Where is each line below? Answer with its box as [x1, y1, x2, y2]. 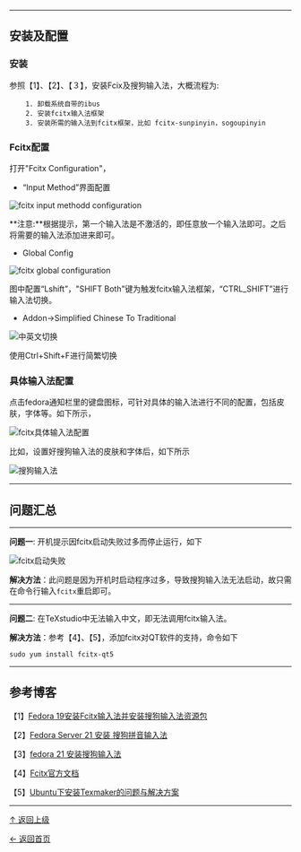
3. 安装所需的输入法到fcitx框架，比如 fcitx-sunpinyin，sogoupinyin [25, 118, 266, 127]
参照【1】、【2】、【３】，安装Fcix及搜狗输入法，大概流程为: [9, 80, 219, 91]
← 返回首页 [9, 833, 51, 844]
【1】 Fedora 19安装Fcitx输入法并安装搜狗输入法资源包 [9, 710, 208, 721]
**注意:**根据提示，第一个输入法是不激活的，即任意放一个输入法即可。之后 [9, 218, 287, 229]
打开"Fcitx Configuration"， [9, 162, 111, 173]
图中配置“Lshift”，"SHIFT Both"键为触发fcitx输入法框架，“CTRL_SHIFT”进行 [9, 283, 289, 294]
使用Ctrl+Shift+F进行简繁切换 [9, 350, 118, 361]
